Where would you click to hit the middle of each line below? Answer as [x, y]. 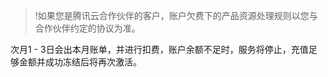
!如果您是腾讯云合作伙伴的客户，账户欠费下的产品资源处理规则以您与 [176, 15]
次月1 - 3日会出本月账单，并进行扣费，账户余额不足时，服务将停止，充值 [159, 49]
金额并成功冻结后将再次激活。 [80, 62]
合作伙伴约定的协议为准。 [87, 28]
